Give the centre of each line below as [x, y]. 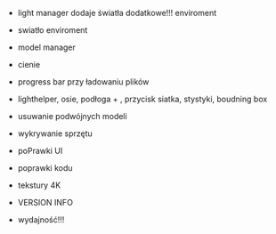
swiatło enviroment [53, 30]
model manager [46, 47]
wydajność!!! [41, 220]
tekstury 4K [39, 185]
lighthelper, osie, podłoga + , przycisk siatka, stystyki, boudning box [142, 99]
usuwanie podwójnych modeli [72, 116]
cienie [29, 65]
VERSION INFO [45, 202]
